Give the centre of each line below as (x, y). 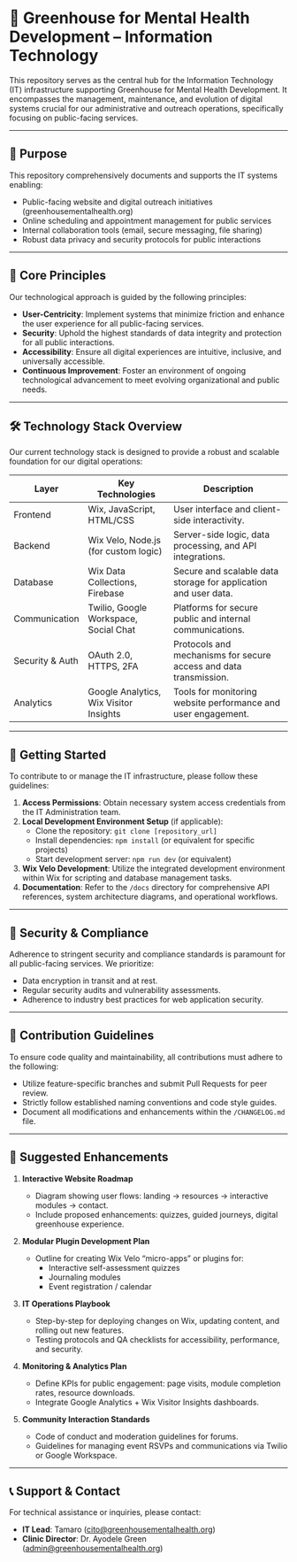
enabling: (26, 184)
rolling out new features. (80, 1330)
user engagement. (211, 714)
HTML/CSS (111, 520)
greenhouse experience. (80, 1224)
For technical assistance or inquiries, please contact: (105, 1512)
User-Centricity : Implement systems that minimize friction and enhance (153, 314)
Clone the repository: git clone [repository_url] (126, 831)
